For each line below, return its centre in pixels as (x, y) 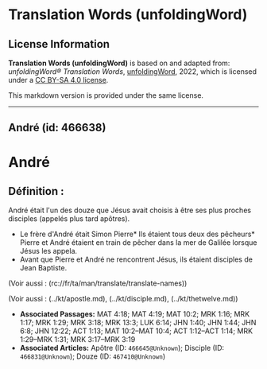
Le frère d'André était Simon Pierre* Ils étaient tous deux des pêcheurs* (137, 234)
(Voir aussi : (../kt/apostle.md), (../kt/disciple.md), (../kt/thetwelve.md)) (123, 299)
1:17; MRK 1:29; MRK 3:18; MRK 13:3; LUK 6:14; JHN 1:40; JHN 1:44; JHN (138, 323)
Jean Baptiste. (43, 268)
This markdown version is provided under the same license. (106, 95)
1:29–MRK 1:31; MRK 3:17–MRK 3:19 (77, 340)
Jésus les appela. (48, 251)
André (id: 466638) (57, 128)
